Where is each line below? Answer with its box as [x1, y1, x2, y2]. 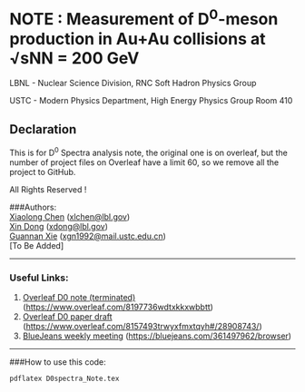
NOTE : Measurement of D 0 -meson [9, 5, 279, 30]
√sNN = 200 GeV [9, 47, 140, 68]
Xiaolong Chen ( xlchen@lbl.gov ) [9, 211, 131, 222]
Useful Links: [9, 271, 69, 284]
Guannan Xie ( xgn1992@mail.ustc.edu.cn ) [9, 230, 166, 241]
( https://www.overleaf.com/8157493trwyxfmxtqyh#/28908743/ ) [22, 321, 263, 332]
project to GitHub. [9, 166, 76, 177]
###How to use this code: [9, 357, 106, 367]
